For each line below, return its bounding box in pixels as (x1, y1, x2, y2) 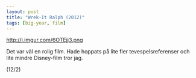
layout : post (6, 8, 39, 15)
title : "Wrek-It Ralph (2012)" (6, 14, 85, 20)
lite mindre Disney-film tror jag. (6, 55, 83, 62)
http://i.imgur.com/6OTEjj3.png (6, 37, 83, 44)
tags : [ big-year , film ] (6, 20, 66, 26)
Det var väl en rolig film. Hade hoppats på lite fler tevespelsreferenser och (6, 48, 190, 55)
